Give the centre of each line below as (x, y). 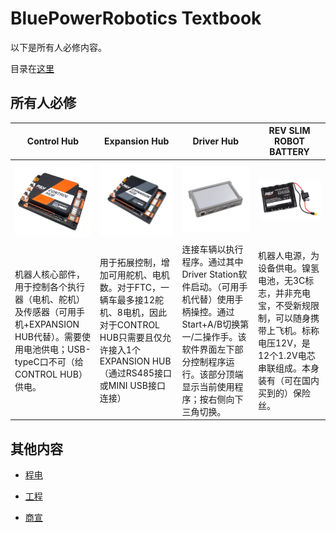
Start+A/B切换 (211, 324)
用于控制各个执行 (49, 286)
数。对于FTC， (130, 288)
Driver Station (210, 274)
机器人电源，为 (289, 255)
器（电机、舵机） (49, 299)
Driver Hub (216, 141)
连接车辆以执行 (212, 249)
